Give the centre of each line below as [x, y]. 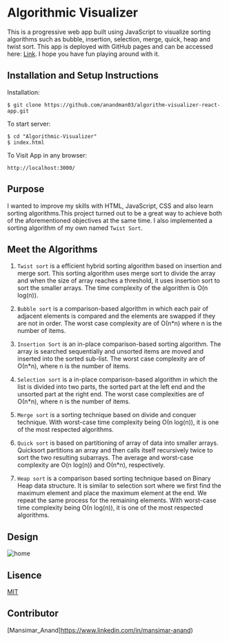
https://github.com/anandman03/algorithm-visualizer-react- [132, 105]
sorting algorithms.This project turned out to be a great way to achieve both [114, 213]
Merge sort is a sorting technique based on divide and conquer [107, 415]
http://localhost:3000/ [41, 168]
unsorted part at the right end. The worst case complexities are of [111, 394]
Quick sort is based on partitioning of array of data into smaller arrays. [118, 443]
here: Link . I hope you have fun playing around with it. [83, 54]
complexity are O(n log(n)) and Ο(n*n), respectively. [91, 465]
